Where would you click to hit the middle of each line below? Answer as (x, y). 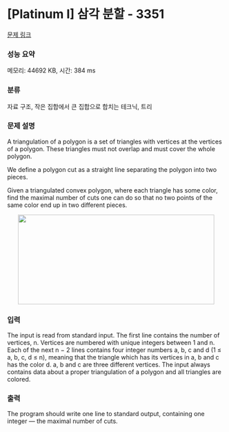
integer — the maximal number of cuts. (63, 421)
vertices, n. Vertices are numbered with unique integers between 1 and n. (111, 343)
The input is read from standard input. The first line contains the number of (113, 335)
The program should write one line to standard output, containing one (106, 414)
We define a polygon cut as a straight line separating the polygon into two (112, 169)
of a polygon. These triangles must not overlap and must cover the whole (111, 148)
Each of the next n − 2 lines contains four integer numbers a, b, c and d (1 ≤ (114, 350)
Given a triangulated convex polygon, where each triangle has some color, (113, 190)
